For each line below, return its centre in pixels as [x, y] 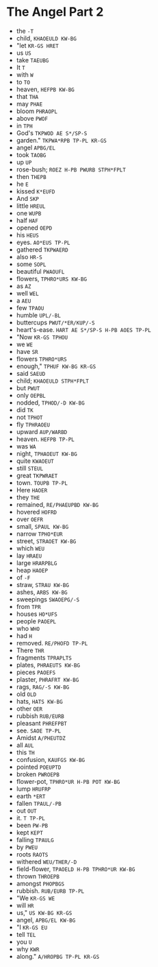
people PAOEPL [36, 621]
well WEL [27, 293]
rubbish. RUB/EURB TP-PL [50, 891]
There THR [30, 650]
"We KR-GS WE [36, 898]
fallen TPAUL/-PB [39, 803]
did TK [25, 409]
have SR [27, 351]
